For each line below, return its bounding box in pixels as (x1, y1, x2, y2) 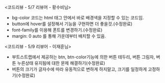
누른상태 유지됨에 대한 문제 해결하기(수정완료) (17, 60, 106, 66)
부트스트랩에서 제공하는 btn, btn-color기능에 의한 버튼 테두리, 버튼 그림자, (11, 54, 156, 60)
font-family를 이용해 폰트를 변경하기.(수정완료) (11, 27, 103, 33)
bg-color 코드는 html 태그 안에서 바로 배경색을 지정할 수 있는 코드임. (11, 15, 144, 21)
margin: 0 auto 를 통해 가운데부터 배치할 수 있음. (11, 33, 106, 39)
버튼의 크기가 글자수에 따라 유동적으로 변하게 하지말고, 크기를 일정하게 (11, 66, 147, 72)
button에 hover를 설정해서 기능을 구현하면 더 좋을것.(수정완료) (11, 21, 133, 27)
